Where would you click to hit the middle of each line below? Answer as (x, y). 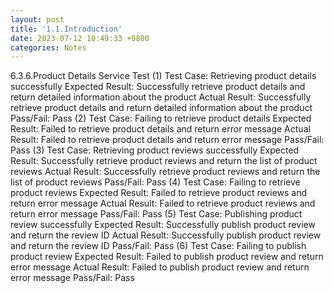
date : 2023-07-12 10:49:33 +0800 (80, 38)
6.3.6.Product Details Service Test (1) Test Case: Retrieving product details (163, 76)
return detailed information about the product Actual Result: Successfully (161, 97)
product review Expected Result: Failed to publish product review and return (167, 257)
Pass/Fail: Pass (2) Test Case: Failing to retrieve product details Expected (161, 118)
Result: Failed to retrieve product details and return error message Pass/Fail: (167, 140)
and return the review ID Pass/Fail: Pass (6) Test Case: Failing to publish (158, 246)
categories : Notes (48, 47)
